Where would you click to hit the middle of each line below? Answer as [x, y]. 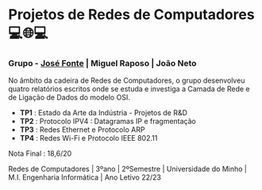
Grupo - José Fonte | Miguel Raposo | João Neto [102, 64]
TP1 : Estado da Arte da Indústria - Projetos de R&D [104, 113]
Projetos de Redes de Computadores [132, 15]
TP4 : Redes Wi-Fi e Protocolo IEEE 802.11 [89, 138]
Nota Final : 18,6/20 [40, 153]
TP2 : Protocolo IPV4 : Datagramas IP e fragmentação [108, 122]
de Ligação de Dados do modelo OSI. [69, 98]
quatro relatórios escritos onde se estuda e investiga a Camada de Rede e [129, 89]
